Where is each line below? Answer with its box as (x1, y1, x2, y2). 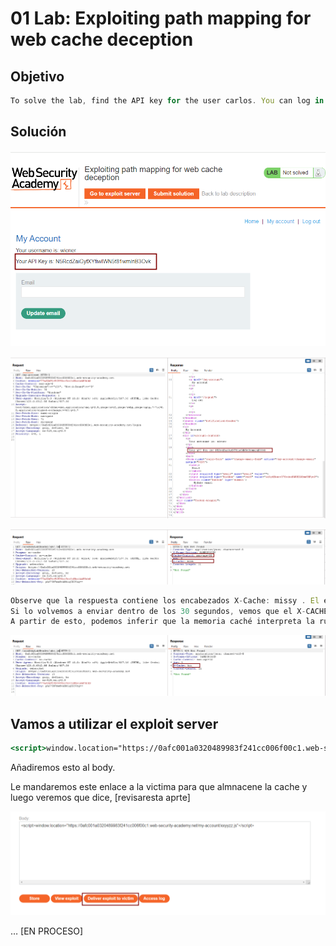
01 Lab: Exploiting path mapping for (10, 7, 312, 30)
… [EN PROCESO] (10, 925, 84, 937)
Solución (10, 123, 67, 141)
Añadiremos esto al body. (10, 761, 116, 773)
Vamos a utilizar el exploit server (10, 715, 219, 732)
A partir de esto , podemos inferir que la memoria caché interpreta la (10, 617, 315, 627)
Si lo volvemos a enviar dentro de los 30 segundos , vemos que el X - (10, 606, 307, 616)
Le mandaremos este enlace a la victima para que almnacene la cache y (10, 780, 308, 792)
